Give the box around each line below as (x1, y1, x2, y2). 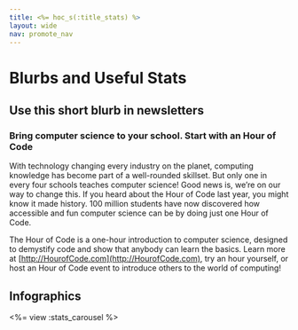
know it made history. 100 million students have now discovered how (9, 199, 260, 209)
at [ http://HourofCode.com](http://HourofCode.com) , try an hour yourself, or (9, 254, 289, 264)
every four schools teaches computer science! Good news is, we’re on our (9, 179, 281, 191)
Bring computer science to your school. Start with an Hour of (9, 130, 277, 142)
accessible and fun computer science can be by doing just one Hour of (9, 208, 269, 218)
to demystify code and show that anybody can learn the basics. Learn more (9, 244, 286, 255)
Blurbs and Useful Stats (9, 67, 187, 88)
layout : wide (9, 21, 58, 30)
